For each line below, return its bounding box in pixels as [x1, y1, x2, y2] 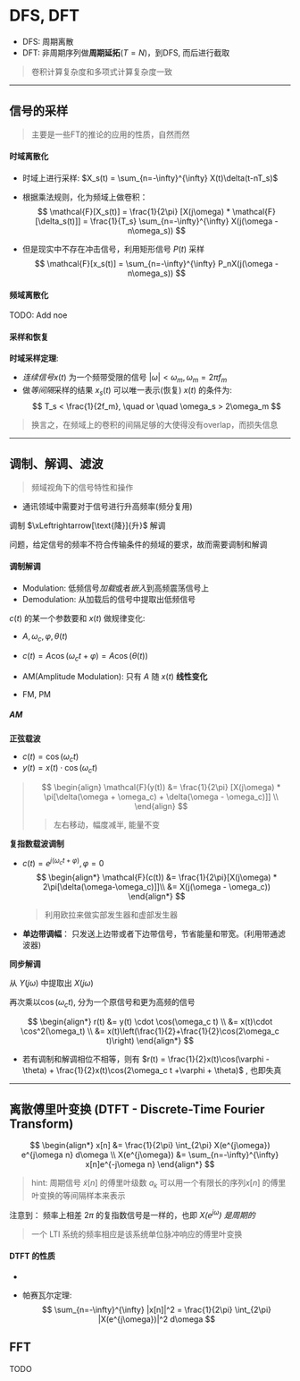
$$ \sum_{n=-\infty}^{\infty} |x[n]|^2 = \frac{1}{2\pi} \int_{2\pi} [41, 1304, 272, 1316]
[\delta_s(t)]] [35, 216, 81, 226]
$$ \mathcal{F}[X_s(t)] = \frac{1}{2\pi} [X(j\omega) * [37, 206, 230, 217]
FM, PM [21, 688, 52, 699]
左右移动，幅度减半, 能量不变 [53, 820, 161, 831]
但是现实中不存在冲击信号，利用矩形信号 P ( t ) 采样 [21, 243, 205, 254]
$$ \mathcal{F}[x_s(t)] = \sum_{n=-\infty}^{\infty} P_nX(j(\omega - [34, 258, 279, 269]
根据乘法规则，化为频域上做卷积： [21, 192, 148, 202]
